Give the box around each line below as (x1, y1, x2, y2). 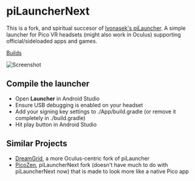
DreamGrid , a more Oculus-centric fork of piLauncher (15, 154, 150, 162)
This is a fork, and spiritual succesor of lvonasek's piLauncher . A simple (6, 24, 186, 32)
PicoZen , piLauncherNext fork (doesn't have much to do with (15, 161, 168, 168)
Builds (6, 49, 22, 56)
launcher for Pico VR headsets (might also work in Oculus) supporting (6, 30, 181, 38)
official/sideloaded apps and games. (6, 37, 98, 44)
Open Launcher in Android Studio (15, 94, 100, 102)
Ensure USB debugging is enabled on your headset (15, 101, 143, 108)
